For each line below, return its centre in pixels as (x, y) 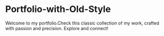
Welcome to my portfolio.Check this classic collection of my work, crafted (82, 23)
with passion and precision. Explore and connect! (57, 28)
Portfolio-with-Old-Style (58, 9)
